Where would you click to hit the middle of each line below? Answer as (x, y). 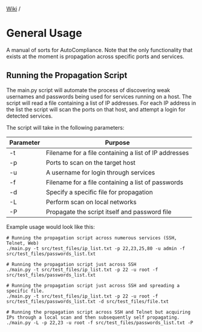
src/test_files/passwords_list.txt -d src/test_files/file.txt (88, 301)
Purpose (117, 142)
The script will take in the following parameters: (65, 127)
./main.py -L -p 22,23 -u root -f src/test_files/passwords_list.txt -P (100, 323)
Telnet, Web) (23, 243)
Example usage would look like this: (50, 227)
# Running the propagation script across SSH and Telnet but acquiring (98, 312)
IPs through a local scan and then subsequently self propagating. (93, 317)
